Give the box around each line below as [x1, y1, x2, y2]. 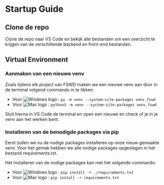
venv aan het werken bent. [5, 116, 59, 122]
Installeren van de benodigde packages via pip [5, 128, 119, 135]
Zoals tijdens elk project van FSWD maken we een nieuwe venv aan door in [5, 81, 158, 87]
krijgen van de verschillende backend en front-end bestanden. [5, 41, 132, 47]
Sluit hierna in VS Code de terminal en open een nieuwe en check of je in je [5, 111, 158, 117]
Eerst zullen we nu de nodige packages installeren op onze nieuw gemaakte [5, 139, 160, 146]
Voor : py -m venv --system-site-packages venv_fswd [12, 96, 156, 102]
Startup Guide [5, 3, 64, 15]
